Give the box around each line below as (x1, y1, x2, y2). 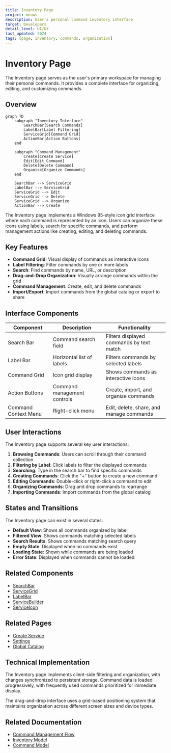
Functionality (118, 324, 151, 331)
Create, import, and (105, 386, 152, 393)
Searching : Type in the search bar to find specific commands (12, 467, 142, 474)
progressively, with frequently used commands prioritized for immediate (5, 682, 157, 688)
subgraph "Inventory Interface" (14, 118, 83, 123)
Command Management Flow (12, 732, 75, 738)
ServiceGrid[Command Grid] (23, 131, 81, 137)
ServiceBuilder (12, 599, 44, 605)
